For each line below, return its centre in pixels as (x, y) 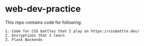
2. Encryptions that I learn (35, 35)
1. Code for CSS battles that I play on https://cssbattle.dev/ (72, 31)
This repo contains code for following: (43, 22)
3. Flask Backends (24, 40)
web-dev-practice (43, 9)
